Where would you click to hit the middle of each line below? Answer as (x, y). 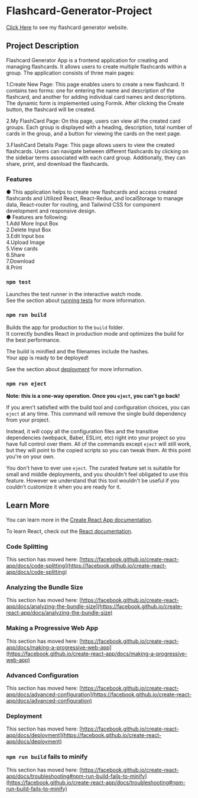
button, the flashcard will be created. (51, 109)
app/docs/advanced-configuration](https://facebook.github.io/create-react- (99, 694)
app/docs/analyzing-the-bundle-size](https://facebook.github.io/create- (95, 606)
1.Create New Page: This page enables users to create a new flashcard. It (95, 84)
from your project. (28, 420)
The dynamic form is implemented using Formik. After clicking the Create (95, 103)
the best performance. (33, 340)
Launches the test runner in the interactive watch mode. (74, 294)
